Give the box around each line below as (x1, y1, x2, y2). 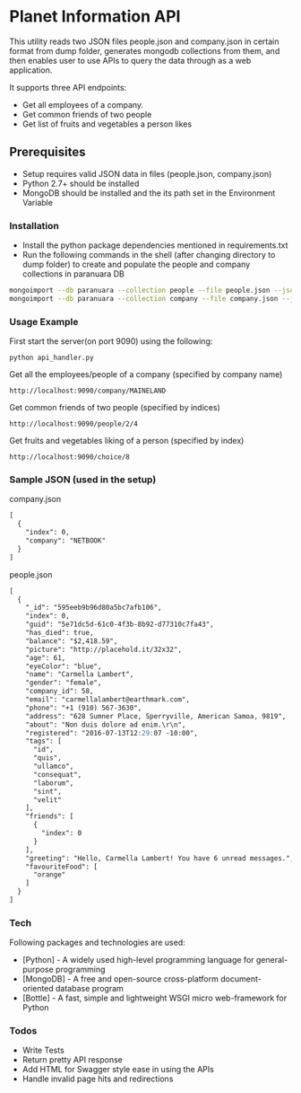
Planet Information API (9, 6, 181, 27)
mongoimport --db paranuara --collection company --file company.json (9, 294, 279, 303)
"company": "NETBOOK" (25, 536, 106, 545)
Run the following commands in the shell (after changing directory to (21, 250, 276, 260)
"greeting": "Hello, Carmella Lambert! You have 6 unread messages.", (25, 853, 295, 863)
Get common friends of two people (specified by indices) (9, 402, 221, 413)
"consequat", (32, 770, 82, 779)
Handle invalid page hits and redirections (21, 1073, 174, 1084)
